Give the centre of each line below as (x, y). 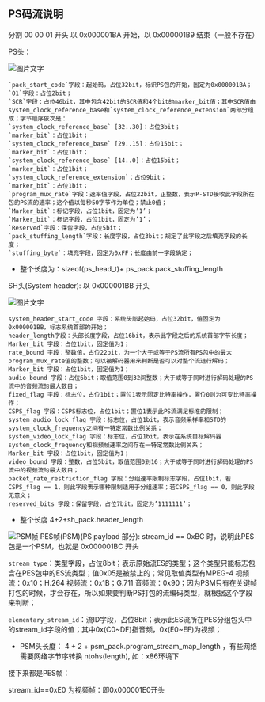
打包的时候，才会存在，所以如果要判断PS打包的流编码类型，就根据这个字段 (131, 593)
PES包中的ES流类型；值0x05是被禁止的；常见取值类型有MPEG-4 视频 (136, 573)
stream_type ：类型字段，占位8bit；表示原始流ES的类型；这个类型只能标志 (129, 563)
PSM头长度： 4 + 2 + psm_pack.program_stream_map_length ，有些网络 (138, 646)
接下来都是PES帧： (39, 673)
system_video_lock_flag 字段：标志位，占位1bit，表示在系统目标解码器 (115, 436)
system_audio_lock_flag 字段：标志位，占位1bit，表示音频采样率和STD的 (117, 419)
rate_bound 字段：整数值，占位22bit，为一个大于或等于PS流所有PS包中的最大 (120, 352)
